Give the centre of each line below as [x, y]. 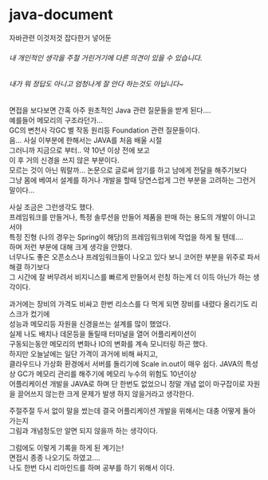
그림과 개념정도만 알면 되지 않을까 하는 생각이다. [84, 430]
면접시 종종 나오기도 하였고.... [55, 458]
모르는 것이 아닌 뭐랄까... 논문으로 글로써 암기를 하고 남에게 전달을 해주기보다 [128, 170]
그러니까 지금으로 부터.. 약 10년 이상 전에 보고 [79, 150]
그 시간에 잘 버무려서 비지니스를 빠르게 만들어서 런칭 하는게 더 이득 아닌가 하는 [130, 276]
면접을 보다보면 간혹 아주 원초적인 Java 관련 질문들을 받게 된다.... [110, 110]
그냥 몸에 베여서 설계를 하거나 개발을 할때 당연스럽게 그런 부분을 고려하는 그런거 [132, 180]
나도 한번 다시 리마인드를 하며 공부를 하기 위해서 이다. [92, 467]
